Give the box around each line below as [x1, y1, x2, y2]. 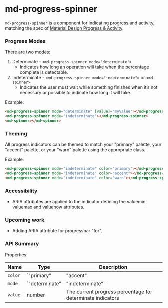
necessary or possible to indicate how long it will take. [19, 90, 131, 96]
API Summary [5, 240, 39, 247]
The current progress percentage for [66, 288, 152, 295]
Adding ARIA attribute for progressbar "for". [12, 228, 103, 234]
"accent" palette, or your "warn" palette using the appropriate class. [5, 147, 146, 153]
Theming [5, 130, 27, 137]
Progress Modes [5, 37, 46, 44]
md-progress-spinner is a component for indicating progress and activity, [5, 20, 155, 26]
